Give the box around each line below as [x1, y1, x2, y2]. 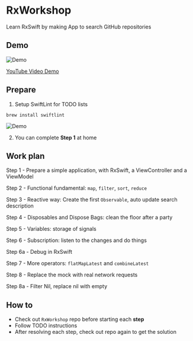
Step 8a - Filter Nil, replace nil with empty [6, 283, 108, 290]
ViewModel [6, 173, 34, 180]
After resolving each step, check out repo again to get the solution [14, 329, 176, 336]
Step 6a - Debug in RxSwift [6, 248, 72, 256]
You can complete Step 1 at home [14, 134, 97, 141]
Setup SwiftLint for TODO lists [14, 100, 88, 107]
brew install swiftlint [6, 112, 65, 118]
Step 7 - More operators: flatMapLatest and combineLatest [6, 260, 149, 267]
